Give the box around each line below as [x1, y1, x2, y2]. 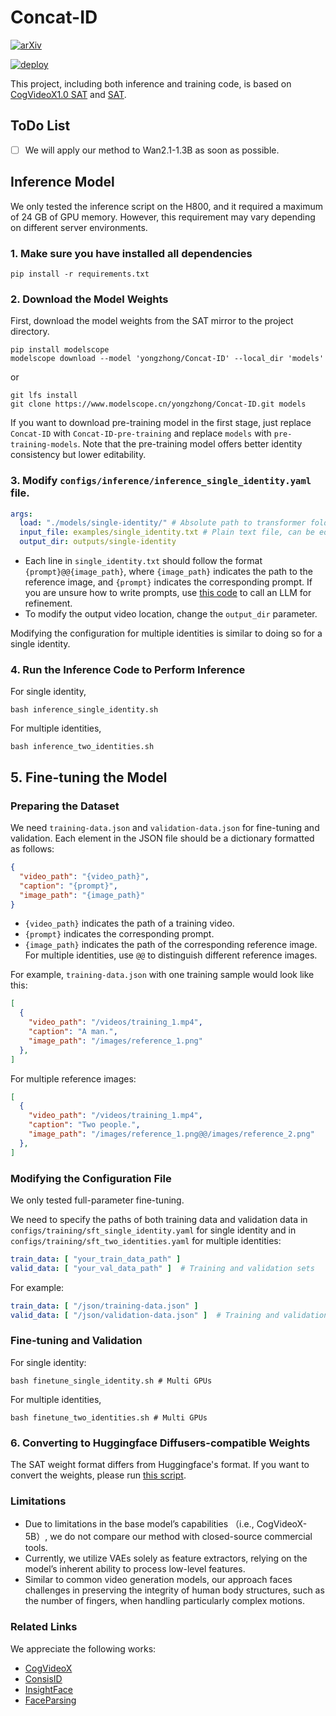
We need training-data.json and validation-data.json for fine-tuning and [10, 822, 320, 833]
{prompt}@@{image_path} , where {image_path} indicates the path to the [24, 566, 313, 578]
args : [10, 509, 33, 519]
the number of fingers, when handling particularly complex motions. [24, 1595, 305, 1607]
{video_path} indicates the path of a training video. [24, 917, 235, 930]
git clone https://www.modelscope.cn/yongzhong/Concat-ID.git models [10, 399, 307, 410]
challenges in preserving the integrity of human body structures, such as [24, 1584, 325, 1596]
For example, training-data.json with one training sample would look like [10, 969, 315, 981]
